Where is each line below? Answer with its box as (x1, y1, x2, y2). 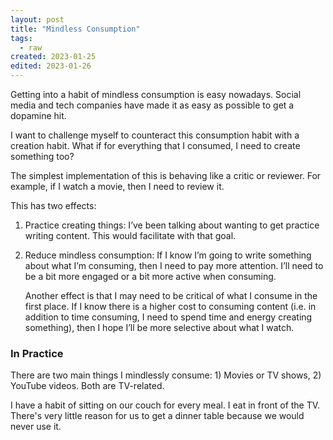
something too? (10, 151, 75, 162)
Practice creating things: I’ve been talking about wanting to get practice (24, 219, 320, 231)
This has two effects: (10, 200, 97, 211)
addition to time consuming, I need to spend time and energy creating (24, 311, 313, 323)
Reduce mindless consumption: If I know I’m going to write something (24, 249, 312, 261)
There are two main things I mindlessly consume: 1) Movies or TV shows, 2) (10, 369, 322, 381)
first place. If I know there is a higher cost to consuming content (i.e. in (24, 301, 317, 312)
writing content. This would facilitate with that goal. (24, 230, 237, 241)
